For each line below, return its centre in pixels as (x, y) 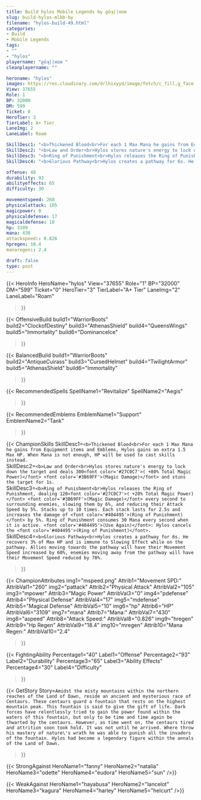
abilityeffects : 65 (31, 183)
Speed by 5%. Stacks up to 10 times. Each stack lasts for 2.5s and (93, 510)
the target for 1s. (31, 482)
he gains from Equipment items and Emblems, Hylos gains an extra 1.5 (96, 450)
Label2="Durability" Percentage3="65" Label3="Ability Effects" (84, 661)
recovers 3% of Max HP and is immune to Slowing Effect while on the (95, 542)
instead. (17, 460)
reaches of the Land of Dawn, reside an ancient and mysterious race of (99, 696)
